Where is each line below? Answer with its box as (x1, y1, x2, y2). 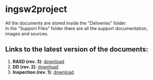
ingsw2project (5, 3, 67, 15)
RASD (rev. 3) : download (12, 58, 64, 64)
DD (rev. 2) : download (12, 63, 59, 69)
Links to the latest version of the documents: (5, 45, 148, 53)
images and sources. (5, 30, 49, 36)
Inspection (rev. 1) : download (12, 69, 74, 75)
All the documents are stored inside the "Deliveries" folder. (5, 20, 127, 26)
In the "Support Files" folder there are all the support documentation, (5, 25, 148, 31)
